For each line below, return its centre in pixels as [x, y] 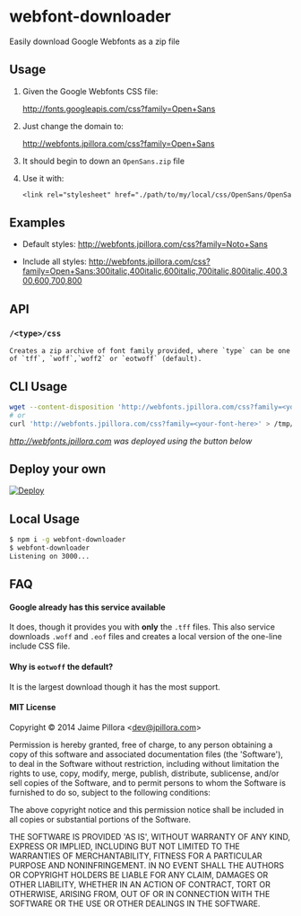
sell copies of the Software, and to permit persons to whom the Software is [148, 782]
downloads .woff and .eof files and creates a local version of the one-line [146, 637]
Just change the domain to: [73, 126]
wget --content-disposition [62, 407]
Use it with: [43, 178]
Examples [37, 223]
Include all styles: [54, 261]
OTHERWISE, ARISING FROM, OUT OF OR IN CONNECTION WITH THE [140, 894]
